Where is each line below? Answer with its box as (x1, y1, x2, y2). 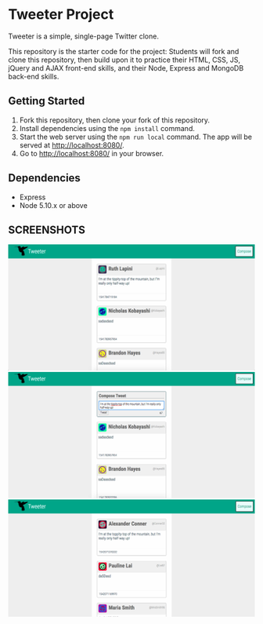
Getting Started (8, 94, 85, 108)
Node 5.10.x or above (19, 200, 88, 210)
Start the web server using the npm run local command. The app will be (19, 132, 253, 141)
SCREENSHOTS (8, 223, 86, 236)
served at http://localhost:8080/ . (19, 140, 124, 150)
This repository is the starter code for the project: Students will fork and (8, 46, 240, 56)
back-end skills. (8, 71, 59, 81)
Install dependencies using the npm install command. (19, 123, 196, 133)
